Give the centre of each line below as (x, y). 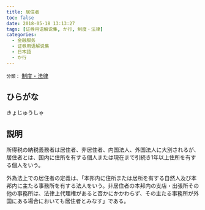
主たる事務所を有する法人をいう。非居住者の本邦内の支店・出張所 (105, 186)
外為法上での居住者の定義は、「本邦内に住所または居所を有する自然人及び (99, 178)
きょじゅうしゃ (25, 113)
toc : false (20, 18)
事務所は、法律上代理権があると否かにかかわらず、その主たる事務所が (105, 193)
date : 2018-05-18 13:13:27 (41, 23)
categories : (21, 35)
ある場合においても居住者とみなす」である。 (73, 201)
